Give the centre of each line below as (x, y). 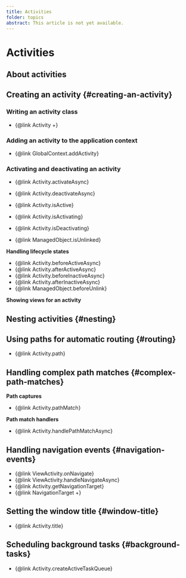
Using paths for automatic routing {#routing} (91, 340)
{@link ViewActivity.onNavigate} (54, 474)
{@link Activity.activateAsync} (52, 182)
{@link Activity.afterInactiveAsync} (57, 282)
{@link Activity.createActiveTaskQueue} (63, 568)
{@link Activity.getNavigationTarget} (59, 486)
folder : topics (25, 17)
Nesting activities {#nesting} (61, 319)
